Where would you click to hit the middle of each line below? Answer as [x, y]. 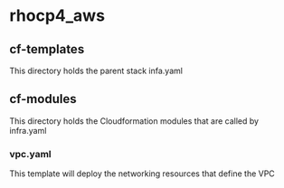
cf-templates [47, 49]
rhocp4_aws [57, 16]
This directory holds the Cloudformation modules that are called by [134, 121]
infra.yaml [28, 130]
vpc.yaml [30, 154]
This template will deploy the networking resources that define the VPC [142, 174]
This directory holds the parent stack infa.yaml [96, 70]
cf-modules [43, 99]
